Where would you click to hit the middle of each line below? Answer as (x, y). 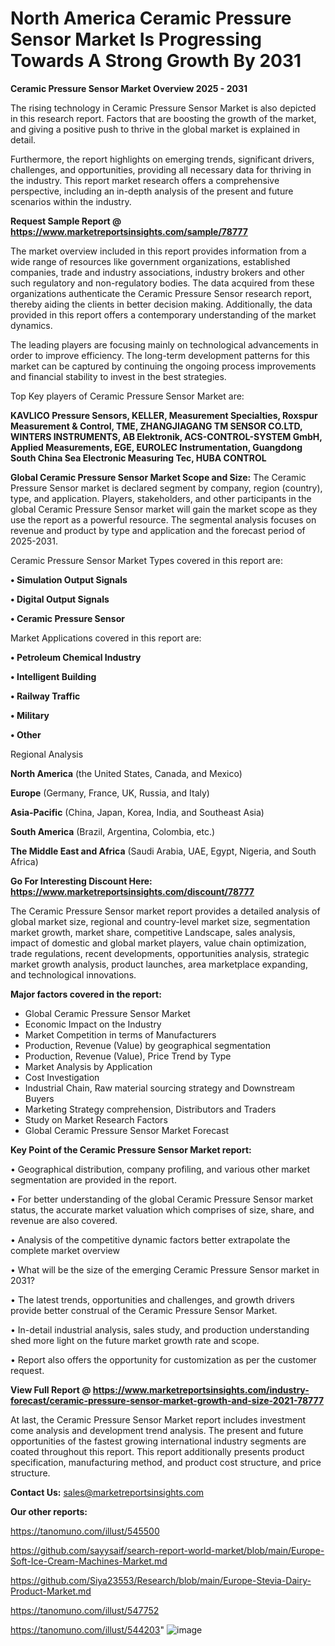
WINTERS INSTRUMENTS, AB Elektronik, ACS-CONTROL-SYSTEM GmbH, (166, 436)
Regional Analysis (47, 754)
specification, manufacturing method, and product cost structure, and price (166, 1462)
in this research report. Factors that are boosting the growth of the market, (163, 118)
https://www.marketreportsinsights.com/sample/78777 (129, 231)
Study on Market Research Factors (96, 1119)
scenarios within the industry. (71, 201)
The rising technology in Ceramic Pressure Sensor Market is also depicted (163, 108)
